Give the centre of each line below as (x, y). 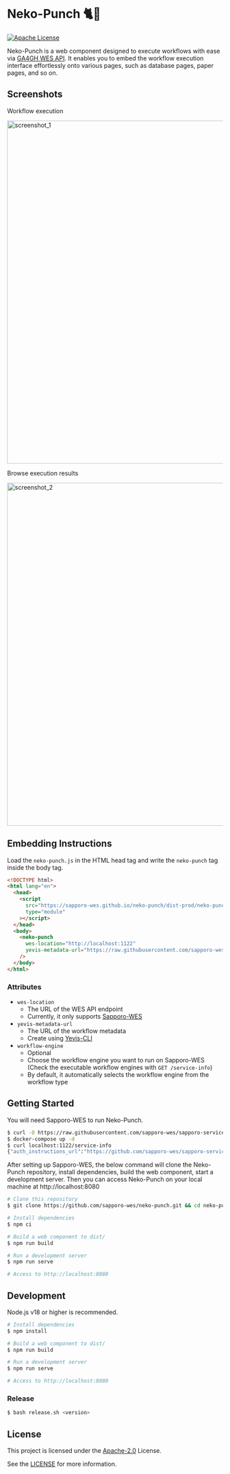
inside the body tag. (35, 867)
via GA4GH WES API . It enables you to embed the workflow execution (105, 58)
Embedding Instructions (60, 844)
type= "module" (46, 912)
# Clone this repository (42, 1199)
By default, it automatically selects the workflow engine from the (118, 1074)
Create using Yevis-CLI (60, 1038)
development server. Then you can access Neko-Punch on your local (105, 1179)
